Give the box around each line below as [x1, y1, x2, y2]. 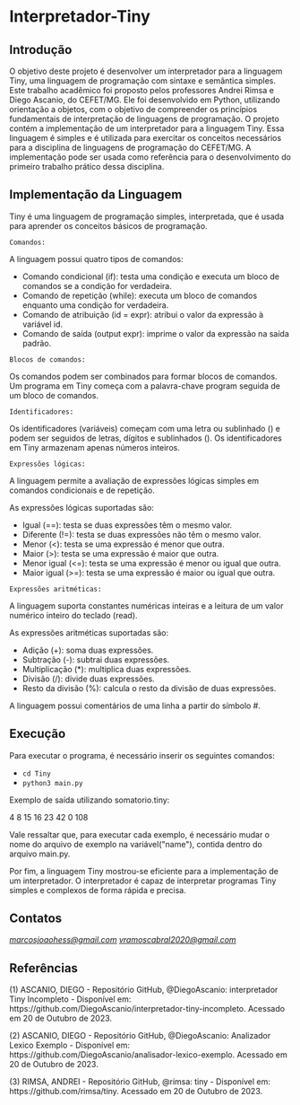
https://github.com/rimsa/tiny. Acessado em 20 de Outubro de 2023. [9, 1086, 262, 1097]
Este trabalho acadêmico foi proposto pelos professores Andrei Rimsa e [9, 85, 275, 95]
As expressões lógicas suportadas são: [9, 502, 155, 513]
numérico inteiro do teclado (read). [9, 610, 138, 620]
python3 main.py [21, 778, 83, 787]
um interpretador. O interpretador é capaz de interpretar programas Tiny [9, 875, 277, 886]
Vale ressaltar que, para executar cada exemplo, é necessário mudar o [9, 829, 270, 840]
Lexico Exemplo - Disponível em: [9, 1039, 131, 1051]
